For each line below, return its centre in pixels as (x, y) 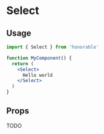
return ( (23, 64)
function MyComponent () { (39, 58)
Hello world (37, 75)
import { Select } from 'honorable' (53, 47)
